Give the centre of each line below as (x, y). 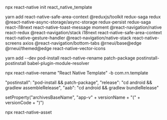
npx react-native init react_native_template (49, 7)
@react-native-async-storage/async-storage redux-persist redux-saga (78, 22)
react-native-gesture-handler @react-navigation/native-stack (68, 38)
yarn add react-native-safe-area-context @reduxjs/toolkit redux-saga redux (83, 17)
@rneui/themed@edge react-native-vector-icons (55, 48)
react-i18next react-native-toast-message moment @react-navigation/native (83, 27)
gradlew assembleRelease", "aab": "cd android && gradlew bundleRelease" (82, 88)
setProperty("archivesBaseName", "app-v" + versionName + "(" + (73, 97)
